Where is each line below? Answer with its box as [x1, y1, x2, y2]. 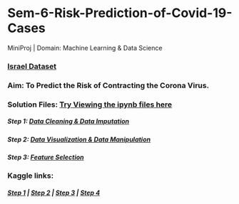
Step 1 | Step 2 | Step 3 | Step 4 [7, 188, 101, 197]
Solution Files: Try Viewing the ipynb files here [7, 100, 173, 109]
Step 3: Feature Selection [7, 153, 84, 161]
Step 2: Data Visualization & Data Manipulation [7, 135, 151, 144]
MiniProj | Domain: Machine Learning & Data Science [7, 43, 163, 52]
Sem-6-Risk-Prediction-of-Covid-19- [7, 5, 233, 21]
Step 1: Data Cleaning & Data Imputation [7, 117, 130, 126]
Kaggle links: [7, 171, 54, 181]
